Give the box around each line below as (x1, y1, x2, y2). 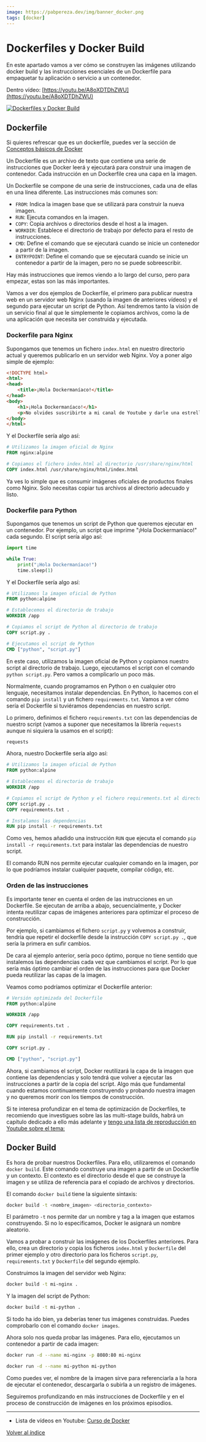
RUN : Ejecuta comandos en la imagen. (15, 214, 109, 221)
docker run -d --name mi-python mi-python (6, 1363, 116, 1370)
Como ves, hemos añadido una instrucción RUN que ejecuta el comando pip (6, 835, 196, 842)
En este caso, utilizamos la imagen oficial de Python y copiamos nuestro (6, 657, 189, 665)
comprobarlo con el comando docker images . (6, 1322, 120, 1329)
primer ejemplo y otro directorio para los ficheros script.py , (6, 1251, 158, 1259)
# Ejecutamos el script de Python (6, 641, 95, 647)
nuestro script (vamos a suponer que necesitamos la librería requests (6, 720, 182, 728)
